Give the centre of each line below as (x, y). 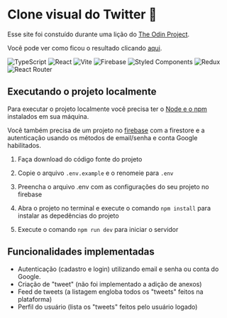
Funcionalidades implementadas (81, 252)
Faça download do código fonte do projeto (80, 159)
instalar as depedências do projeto (68, 216)
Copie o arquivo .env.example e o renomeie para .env (95, 173)
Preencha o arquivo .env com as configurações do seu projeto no (113, 186)
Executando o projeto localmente (82, 92)
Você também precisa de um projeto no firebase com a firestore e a (106, 130)
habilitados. (24, 145)
